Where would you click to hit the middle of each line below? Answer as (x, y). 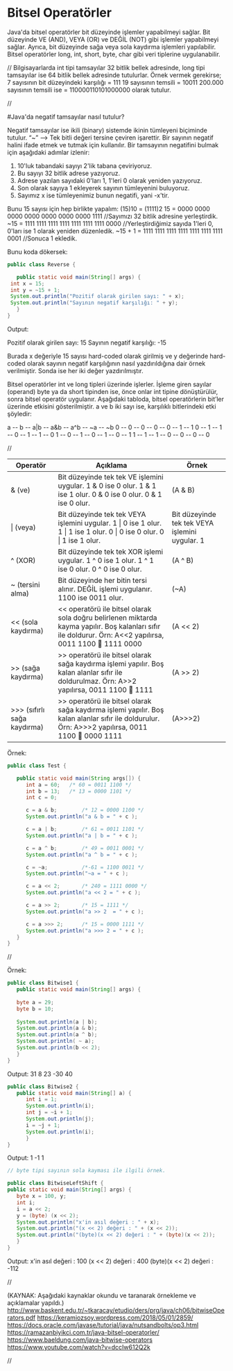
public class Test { (37, 766)
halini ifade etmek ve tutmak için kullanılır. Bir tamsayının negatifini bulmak (113, 145)
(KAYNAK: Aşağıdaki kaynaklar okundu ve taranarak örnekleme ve (102, 1295)
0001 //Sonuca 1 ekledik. (42, 238)
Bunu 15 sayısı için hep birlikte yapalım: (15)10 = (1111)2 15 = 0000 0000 (109, 208)
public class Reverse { (42, 264)
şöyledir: (20, 413)
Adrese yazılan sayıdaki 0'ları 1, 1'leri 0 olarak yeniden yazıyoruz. (110, 180)
